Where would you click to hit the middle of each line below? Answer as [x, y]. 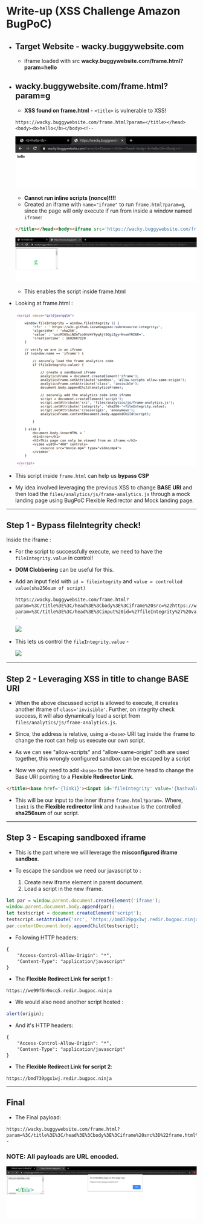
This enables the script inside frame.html [75, 291]
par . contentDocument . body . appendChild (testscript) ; [72, 926]
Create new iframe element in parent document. [84, 882]
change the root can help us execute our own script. [80, 740]
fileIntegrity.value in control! [54, 558]
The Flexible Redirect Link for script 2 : [64, 1067]
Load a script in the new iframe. [63, 888]
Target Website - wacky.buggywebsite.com [99, 46]
